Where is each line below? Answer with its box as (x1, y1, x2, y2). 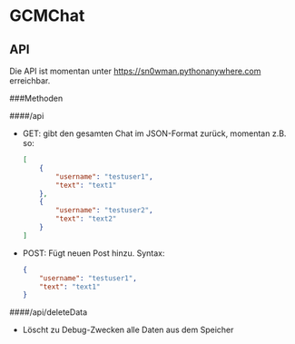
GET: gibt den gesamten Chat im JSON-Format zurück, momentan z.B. (22, 128, 287, 139)
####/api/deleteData (9, 307, 88, 318)
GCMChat (9, 5, 85, 26)
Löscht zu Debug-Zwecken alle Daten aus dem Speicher (22, 324, 234, 336)
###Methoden (9, 93, 64, 103)
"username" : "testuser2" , (55, 206, 153, 215)
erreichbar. (9, 75, 51, 86)
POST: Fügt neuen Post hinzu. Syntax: (22, 247, 165, 259)
